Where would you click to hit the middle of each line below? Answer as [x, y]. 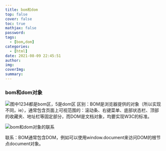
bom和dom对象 [24, 92]
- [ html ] [19, 51]
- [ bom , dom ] [22, 42]
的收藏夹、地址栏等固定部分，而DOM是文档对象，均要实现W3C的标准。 [79, 116]
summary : [14, 74]
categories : [17, 47]
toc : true [15, 24]
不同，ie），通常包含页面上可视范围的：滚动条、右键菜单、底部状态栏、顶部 [82, 110]
